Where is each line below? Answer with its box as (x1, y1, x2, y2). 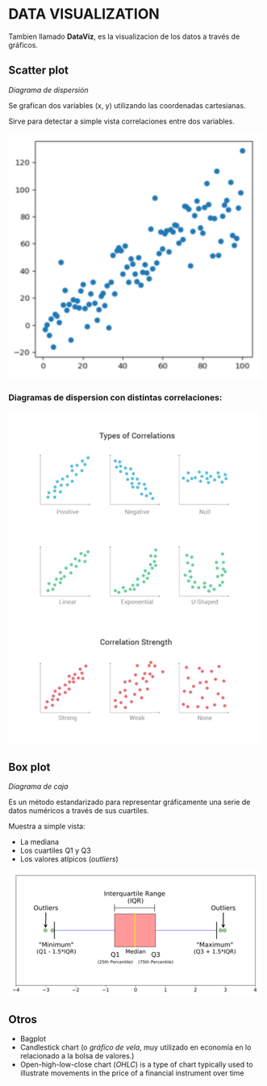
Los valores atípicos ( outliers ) (19, 854, 119, 864)
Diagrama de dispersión (8, 85, 89, 94)
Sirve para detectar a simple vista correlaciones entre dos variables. (8, 116, 236, 126)
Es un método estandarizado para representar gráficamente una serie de (8, 797, 251, 807)
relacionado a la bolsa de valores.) (19, 1051, 135, 1061)
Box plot (8, 761, 51, 774)
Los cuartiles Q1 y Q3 (19, 845, 91, 856)
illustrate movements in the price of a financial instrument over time (19, 1068, 244, 1078)
